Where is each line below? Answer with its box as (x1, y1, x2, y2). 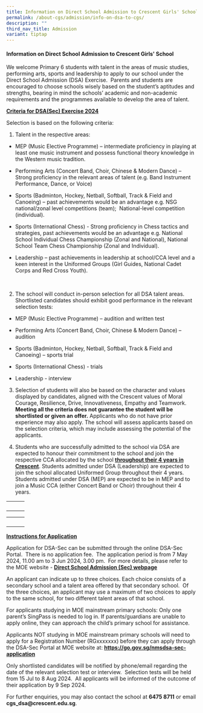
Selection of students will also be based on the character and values (14, 386, 185, 394)
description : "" (6, 20, 47, 26)
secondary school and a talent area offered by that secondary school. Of (6, 582, 189, 589)
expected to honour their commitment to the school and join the (14, 449, 174, 457)
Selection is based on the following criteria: (6, 119, 114, 127)
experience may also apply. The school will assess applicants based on (14, 419, 193, 426)
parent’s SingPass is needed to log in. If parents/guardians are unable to (6, 613, 185, 620)
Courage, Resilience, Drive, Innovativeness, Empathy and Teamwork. (14, 399, 187, 406)
